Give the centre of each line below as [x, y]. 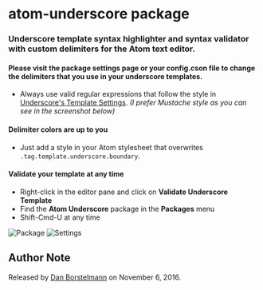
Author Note [39, 258]
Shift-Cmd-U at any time [60, 217]
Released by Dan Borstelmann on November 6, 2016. [95, 277]
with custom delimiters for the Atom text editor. [102, 49]
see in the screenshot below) [67, 111]
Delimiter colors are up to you [58, 129]
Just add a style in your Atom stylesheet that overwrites [111, 147]
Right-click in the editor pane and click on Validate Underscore [124, 192]
